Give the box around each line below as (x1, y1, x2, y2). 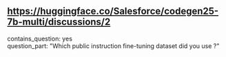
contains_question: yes (7, 34, 72, 43)
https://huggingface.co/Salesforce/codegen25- (7, 5, 219, 17)
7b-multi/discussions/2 (7, 16, 111, 28)
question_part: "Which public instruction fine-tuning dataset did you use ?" (7, 41, 220, 50)
